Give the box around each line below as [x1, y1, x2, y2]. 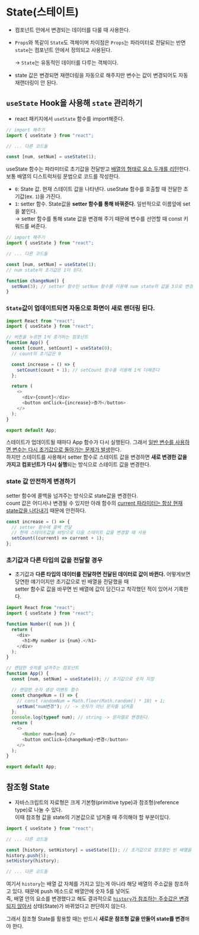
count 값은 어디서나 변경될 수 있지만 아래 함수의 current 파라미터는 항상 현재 [6, 499, 183, 506]
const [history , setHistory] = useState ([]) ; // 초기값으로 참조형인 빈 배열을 [6, 847, 192, 853]
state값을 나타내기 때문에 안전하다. [6, 507, 86, 514]
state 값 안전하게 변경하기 [6, 477, 76, 485]
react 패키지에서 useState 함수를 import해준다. [14, 115, 125, 122]
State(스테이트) [6, 5, 79, 19]
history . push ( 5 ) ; [6, 852, 49, 858]
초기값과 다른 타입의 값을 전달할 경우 [6, 556, 103, 564]
